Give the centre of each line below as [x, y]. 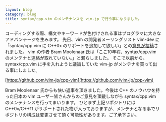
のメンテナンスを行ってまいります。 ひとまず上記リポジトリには [70, 103]
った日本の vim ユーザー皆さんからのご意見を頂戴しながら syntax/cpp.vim [81, 96]
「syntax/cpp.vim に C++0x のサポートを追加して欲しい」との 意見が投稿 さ [82, 46]
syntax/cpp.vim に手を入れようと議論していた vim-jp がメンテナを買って [79, 64]
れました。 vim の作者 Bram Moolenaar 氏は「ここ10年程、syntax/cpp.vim [81, 52]
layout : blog [19, 10]
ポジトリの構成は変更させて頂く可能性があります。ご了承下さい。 [72, 115]
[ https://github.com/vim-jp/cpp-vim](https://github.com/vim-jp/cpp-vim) [79, 80]
